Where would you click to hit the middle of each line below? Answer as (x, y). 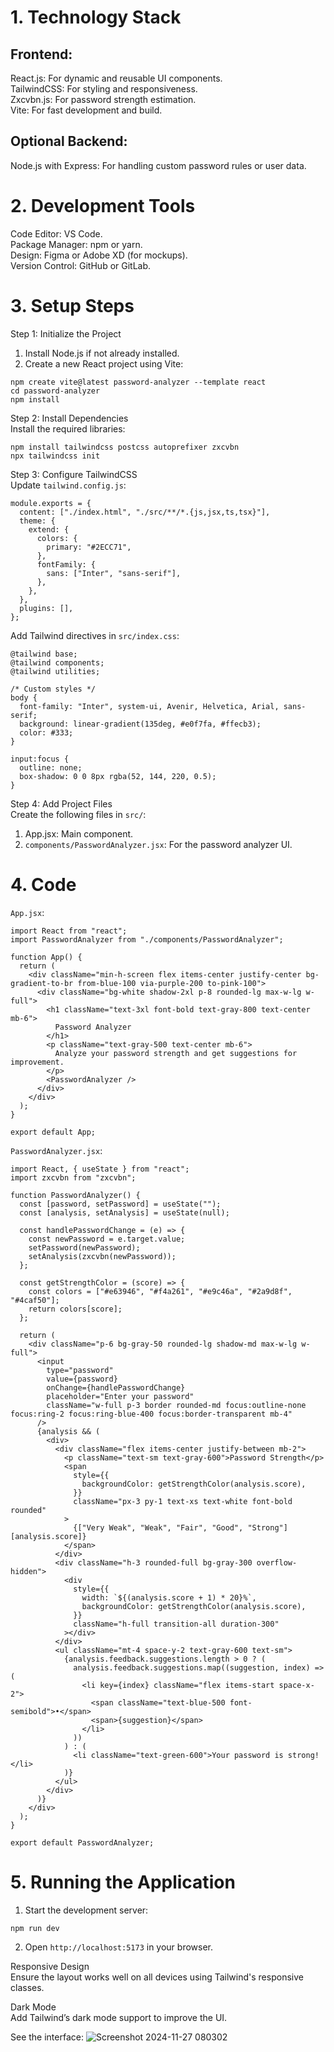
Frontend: (41, 54)
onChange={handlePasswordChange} (116, 1387)
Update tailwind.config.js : (68, 485)
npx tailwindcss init (55, 456)
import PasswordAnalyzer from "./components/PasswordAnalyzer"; (147, 939)
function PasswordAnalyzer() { (75, 1195)
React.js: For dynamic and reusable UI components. (116, 78)
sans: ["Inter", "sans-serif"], (114, 573)
